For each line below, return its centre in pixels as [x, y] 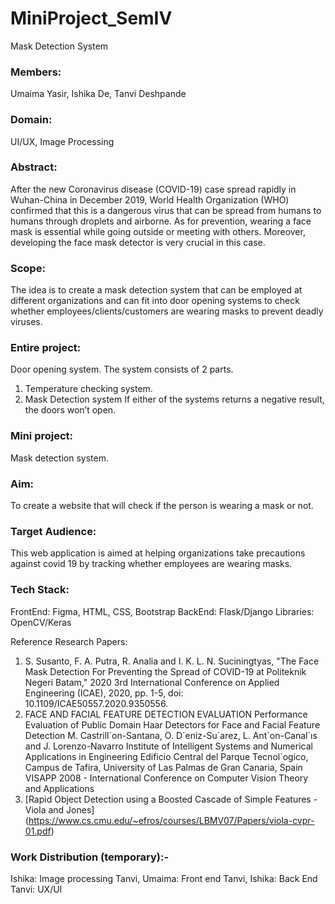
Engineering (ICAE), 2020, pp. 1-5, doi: [104, 693]
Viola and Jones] [59, 809]
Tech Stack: [40, 590]
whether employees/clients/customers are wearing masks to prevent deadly [167, 311]
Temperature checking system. [88, 389]
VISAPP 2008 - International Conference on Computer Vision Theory [166, 778]
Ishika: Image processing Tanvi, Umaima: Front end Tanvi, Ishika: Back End [164, 878]
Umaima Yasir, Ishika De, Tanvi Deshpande [98, 94]
